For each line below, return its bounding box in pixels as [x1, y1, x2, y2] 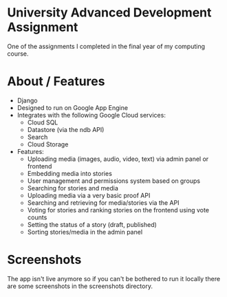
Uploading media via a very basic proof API [27, 191, 151, 199]
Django [17, 96, 38, 104]
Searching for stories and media [27, 184, 119, 192]
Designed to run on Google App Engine [17, 103, 129, 111]
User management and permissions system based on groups [27, 177, 201, 185]
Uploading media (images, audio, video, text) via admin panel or [27, 155, 209, 163]
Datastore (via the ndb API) [27, 125, 105, 133]
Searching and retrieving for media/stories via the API [27, 198, 180, 207]
